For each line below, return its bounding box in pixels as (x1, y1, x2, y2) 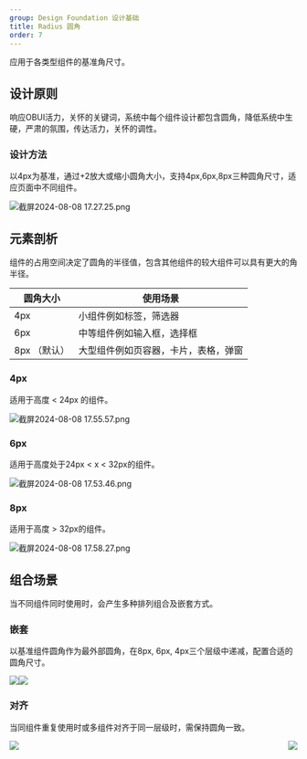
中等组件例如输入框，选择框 (78, 327, 198, 340)
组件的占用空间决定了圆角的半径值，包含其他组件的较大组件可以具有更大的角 (9, 257, 298, 268)
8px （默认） (14, 344, 70, 357)
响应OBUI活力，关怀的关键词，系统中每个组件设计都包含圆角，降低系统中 (9, 111, 286, 123)
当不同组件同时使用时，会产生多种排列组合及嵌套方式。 (9, 598, 217, 608)
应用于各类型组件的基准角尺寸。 (9, 57, 130, 68)
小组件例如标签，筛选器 (78, 310, 180, 322)
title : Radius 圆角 (9, 22, 81, 31)
